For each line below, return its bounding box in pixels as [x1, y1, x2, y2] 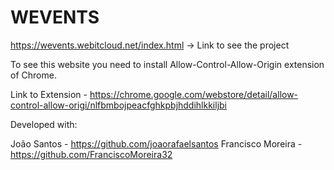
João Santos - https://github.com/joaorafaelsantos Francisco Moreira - [10, 137, 303, 150]
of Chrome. [10, 69, 57, 81]
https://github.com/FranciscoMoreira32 [10, 148, 173, 160]
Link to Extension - [10, 88, 88, 100]
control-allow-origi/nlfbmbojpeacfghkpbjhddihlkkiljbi [10, 99, 228, 111]
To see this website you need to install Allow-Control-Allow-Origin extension [10, 58, 325, 70]
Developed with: [10, 118, 78, 130]
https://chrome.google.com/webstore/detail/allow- [89, 88, 299, 100]
